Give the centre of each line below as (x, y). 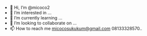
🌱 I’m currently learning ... (36, 18)
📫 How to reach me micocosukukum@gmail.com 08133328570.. (76, 28)
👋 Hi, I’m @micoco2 (30, 8)
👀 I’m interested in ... (31, 13)
